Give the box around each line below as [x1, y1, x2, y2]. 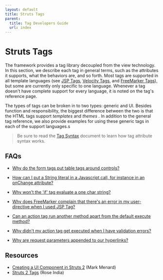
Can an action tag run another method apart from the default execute [12, 213, 151, 219]
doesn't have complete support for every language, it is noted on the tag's [5, 88, 154, 94]
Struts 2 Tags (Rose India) [12, 269, 64, 275]
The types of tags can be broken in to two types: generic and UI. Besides [5, 103, 152, 109]
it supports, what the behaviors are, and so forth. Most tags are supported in [5, 73, 159, 78]
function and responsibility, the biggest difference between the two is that [5, 108, 153, 114]
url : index [9, 25, 32, 30]
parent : [5, 16, 21, 21]
